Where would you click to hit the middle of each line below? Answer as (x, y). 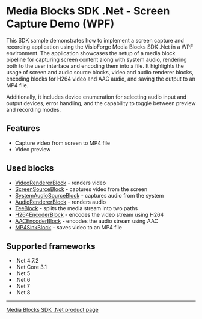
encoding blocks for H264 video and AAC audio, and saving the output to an (101, 79)
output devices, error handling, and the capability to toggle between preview (101, 103)
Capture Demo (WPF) (60, 24)
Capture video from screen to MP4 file (63, 143)
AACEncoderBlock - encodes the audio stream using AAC (87, 221)
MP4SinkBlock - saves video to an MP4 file (68, 227)
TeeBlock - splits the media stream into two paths (76, 208)
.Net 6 (23, 280)
